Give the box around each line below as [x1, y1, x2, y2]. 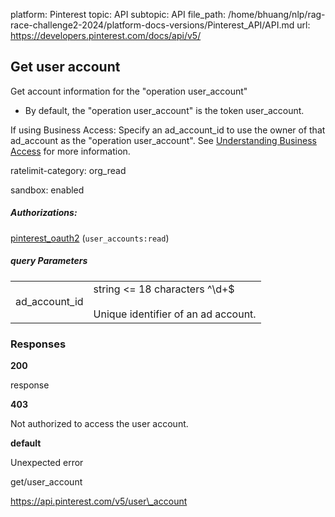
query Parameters [10, 255, 88, 267]
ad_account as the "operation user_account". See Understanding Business [10, 134, 317, 146]
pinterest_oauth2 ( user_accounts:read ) [10, 232, 170, 244]
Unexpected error [10, 457, 84, 469]
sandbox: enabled [10, 184, 85, 196]
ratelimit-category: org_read [10, 164, 127, 176]
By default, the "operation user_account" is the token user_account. [24, 104, 305, 116]
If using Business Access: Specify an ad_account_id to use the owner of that [10, 124, 326, 136]
